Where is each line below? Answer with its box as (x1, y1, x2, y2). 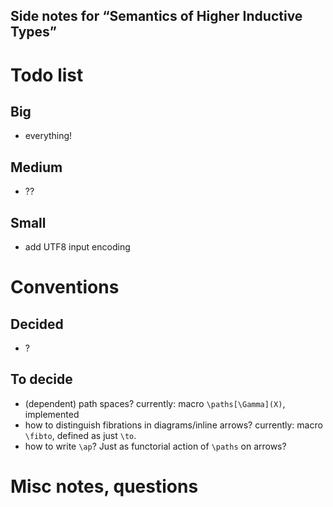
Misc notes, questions (10, 475, 199, 498)
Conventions (10, 276, 120, 299)
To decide (10, 371, 73, 388)
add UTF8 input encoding (24, 241, 131, 253)
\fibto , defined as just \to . (24, 429, 137, 441)
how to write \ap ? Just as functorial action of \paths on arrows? (24, 440, 287, 452)
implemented (24, 408, 80, 420)
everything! (24, 130, 73, 142)
